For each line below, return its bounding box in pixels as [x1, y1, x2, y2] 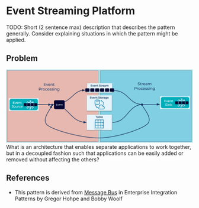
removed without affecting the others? [6, 156, 99, 163]
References [6, 173, 50, 183]
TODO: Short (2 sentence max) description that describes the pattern [6, 24, 175, 31]
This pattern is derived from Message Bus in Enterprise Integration [14, 188, 178, 196]
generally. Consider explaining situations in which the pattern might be [6, 30, 178, 37]
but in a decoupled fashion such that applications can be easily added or [6, 149, 184, 157]
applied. [6, 36, 26, 43]
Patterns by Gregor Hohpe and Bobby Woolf [14, 195, 123, 202]
